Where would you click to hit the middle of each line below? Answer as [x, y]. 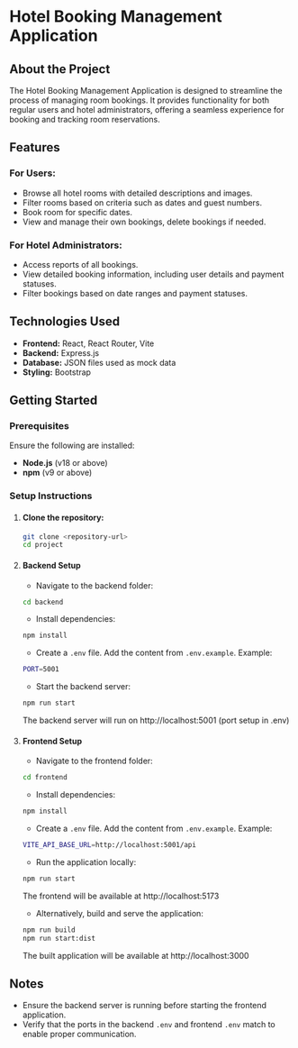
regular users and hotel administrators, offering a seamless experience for [147, 109]
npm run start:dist [59, 938]
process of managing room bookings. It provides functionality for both [140, 100]
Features [35, 147]
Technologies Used [64, 322]
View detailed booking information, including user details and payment [153, 274]
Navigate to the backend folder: [95, 585]
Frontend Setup [52, 741]
